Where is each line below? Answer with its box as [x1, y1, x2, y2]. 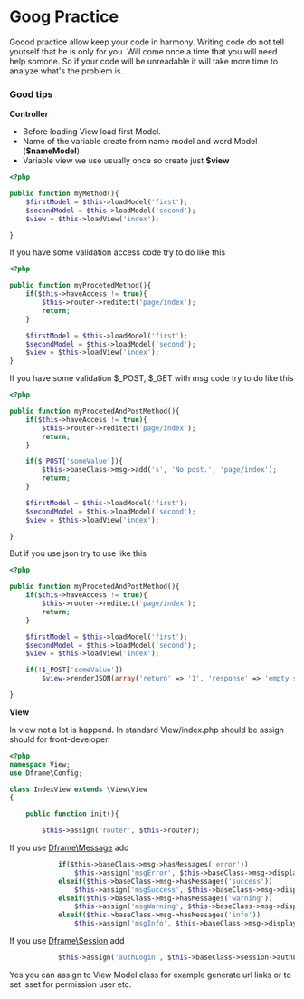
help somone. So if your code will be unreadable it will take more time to [9, 55, 279, 66]
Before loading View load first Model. [22, 126, 161, 137]
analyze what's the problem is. [9, 65, 124, 76]
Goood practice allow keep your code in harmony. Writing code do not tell [9, 36, 285, 47]
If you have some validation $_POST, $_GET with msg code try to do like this [9, 373, 294, 384]
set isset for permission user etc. [9, 978, 132, 990]
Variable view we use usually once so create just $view [22, 155, 230, 166]
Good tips [9, 88, 53, 101]
